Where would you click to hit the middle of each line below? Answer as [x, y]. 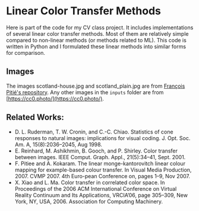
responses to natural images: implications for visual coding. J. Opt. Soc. [102, 138]
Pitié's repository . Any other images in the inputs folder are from [85, 92]
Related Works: [35, 117]
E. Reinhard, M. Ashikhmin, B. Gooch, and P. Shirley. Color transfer [96, 151]
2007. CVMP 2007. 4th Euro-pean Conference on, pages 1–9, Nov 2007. [102, 176]
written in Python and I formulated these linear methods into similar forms [96, 46]
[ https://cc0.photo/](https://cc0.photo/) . [55, 98]
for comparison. [26, 52]
